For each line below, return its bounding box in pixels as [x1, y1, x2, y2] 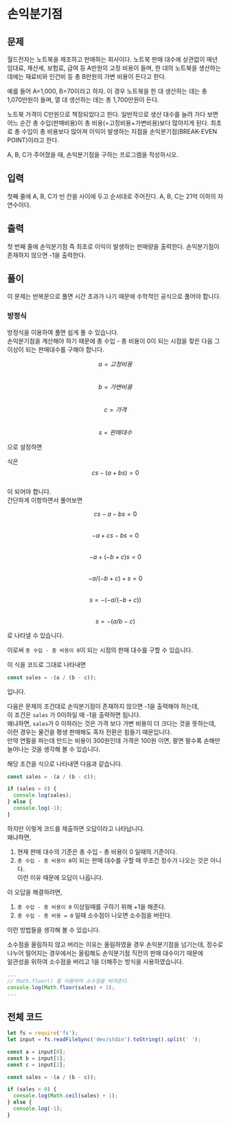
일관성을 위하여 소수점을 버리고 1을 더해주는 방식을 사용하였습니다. [7, 957, 184, 966]
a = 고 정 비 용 [98, 360, 133, 368]
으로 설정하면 [7, 442, 43, 451]
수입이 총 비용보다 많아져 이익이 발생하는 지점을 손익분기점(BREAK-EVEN [21, 128, 218, 135]
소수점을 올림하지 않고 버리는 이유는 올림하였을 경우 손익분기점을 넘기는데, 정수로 [7, 940, 224, 948]
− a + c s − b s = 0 [91, 531, 139, 539]
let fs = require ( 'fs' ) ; [7, 1030, 78, 1037]
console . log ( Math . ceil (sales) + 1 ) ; [13, 1093, 118, 1100]
